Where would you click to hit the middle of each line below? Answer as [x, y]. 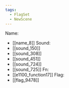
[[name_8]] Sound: [31, 43]
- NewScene [21, 19]
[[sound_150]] [26, 48]
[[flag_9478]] [26, 80]
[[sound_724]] [27, 64]
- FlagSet [20, 14]
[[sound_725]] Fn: [31, 69]
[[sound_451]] [26, 59]
